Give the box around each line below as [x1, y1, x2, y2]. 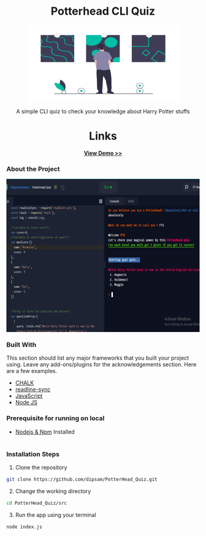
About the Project [6, 164, 60, 173]
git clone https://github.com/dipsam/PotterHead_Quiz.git [6, 477, 158, 483]
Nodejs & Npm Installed [15, 428, 75, 436]
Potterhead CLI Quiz [50, 4, 156, 18]
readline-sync [15, 386, 51, 393]
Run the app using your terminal [15, 511, 96, 518]
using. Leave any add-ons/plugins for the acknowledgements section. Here [6, 361, 197, 368]
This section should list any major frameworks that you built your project [6, 354, 189, 362]
